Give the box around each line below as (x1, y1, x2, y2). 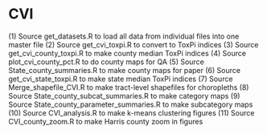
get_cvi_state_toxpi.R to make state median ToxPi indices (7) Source (8, 74, 233, 83)
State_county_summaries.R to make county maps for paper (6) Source (8, 65, 241, 75)
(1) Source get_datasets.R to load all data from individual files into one (8, 31, 240, 41)
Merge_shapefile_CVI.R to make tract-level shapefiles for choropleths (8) (8, 82, 249, 92)
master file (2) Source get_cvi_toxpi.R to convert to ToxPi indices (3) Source (8, 39, 259, 49)
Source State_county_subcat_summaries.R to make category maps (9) (8, 91, 240, 100)
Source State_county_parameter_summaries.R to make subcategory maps (8, 99, 253, 109)
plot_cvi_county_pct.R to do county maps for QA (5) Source (8, 57, 205, 67)
